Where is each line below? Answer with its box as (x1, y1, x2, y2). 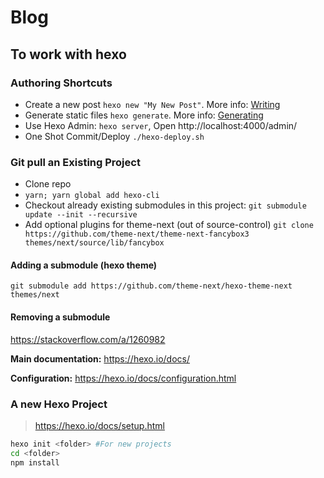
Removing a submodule (10, 311, 111, 323)
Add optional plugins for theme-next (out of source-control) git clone (24, 219, 314, 231)
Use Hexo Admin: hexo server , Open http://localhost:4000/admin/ (24, 119, 298, 131)
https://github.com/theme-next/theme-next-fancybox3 (24, 229, 250, 240)
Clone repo (24, 178, 72, 190)
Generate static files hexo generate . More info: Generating (24, 109, 264, 121)
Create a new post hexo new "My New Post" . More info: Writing (24, 98, 281, 110)
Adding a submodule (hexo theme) (10, 259, 158, 271)
